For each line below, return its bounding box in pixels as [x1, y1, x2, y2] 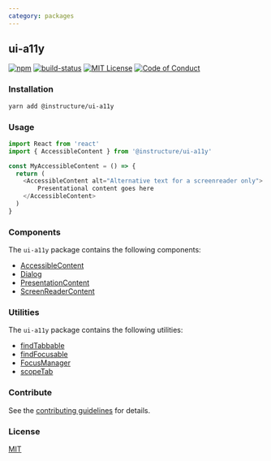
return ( [15, 170, 45, 178]
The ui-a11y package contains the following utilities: [8, 325, 183, 335]
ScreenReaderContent [19, 287, 95, 296]
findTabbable [19, 341, 65, 351]
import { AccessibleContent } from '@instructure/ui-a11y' [8, 147, 213, 155]
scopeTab [19, 367, 54, 377]
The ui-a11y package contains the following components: [8, 245, 201, 255]
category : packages [8, 11, 75, 20]
